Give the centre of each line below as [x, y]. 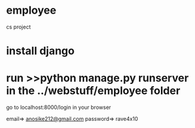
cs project [18, 27]
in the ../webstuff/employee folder [93, 91]
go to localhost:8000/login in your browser [59, 107]
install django [40, 51]
